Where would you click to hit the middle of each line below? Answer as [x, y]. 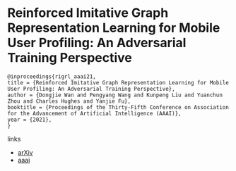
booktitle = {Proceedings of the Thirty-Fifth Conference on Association [118, 107]
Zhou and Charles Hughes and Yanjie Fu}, [69, 101]
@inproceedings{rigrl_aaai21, [52, 76]
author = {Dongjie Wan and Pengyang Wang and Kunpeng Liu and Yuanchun [115, 95]
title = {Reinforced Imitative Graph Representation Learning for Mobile [118, 82]
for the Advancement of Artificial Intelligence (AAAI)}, [94, 113]
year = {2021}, [30, 120]
